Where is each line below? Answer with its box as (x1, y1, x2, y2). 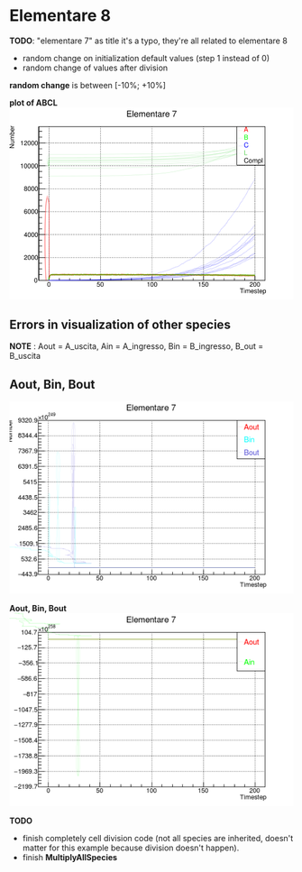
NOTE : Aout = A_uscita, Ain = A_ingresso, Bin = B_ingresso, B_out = (9, 341, 264, 352)
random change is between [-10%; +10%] (9, 79, 167, 90)
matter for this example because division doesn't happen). (22, 842, 240, 853)
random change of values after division (22, 62, 169, 73)
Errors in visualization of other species (9, 317, 232, 332)
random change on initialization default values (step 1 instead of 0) (22, 52, 270, 63)
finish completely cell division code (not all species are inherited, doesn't (22, 832, 294, 843)
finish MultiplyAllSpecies (22, 851, 118, 862)
